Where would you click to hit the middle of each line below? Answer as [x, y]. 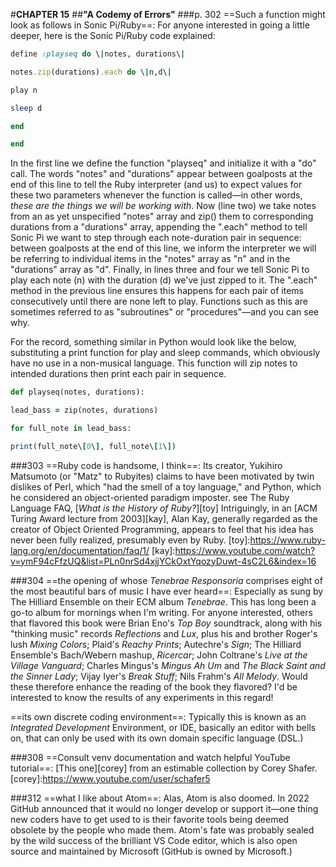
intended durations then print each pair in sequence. [118, 374]
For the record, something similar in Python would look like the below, [153, 342]
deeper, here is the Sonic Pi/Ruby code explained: [113, 35]
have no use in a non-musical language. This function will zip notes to [154, 363]
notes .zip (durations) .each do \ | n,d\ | [91, 72]
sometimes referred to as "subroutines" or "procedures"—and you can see [164, 312]
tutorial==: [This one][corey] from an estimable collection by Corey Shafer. [164, 768]
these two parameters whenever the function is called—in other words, [156, 195]
